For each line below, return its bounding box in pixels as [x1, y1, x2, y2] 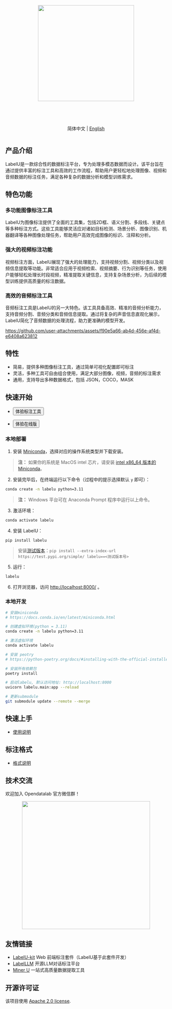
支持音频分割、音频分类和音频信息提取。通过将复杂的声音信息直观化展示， [5, 311, 162, 317]
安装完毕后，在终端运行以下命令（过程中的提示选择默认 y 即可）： [12, 476, 150, 482]
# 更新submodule [5, 694, 38, 699]
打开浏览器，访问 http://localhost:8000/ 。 [12, 584, 102, 590]
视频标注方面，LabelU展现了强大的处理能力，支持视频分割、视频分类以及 [5, 259, 160, 265]
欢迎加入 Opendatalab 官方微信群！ [5, 791, 80, 797]
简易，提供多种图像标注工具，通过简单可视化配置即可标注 [12, 363, 134, 370]
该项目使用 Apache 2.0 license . [5, 998, 71, 1004]
